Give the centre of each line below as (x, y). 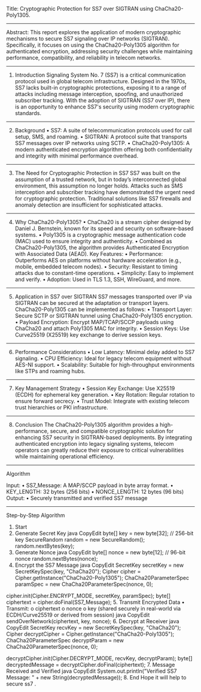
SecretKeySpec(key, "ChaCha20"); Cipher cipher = (78, 571)
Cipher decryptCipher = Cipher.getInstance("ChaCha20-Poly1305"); (90, 634)
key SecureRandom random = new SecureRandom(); (80, 540)
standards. (28, 113)
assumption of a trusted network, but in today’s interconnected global (100, 179)
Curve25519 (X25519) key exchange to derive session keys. (89, 335)
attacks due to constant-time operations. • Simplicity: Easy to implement (104, 273)
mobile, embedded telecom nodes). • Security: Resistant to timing (96, 267)
